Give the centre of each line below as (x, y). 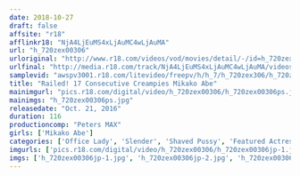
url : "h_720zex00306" (50, 51)
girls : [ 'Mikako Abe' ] (51, 133)
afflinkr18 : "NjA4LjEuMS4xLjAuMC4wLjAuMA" (89, 42)
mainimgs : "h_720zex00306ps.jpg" (71, 100)
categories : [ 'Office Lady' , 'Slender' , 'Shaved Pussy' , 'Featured (137, 141)
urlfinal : (28, 68)
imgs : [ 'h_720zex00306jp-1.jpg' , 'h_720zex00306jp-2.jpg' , (121, 158)
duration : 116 (36, 116)
